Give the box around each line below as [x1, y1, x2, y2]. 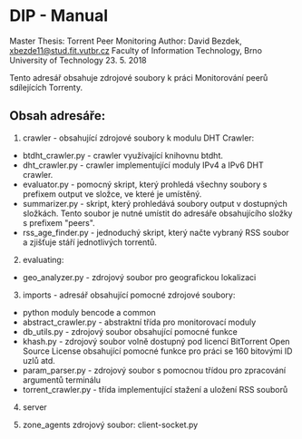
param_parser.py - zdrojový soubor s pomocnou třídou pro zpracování [22, 365, 287, 376]
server [22, 401, 47, 413]
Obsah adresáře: [9, 108, 106, 123]
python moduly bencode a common [22, 307, 156, 317]
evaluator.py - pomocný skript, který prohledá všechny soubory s [22, 179, 268, 190]
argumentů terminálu [22, 374, 102, 385]
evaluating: [22, 254, 64, 265]
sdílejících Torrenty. [9, 82, 83, 93]
